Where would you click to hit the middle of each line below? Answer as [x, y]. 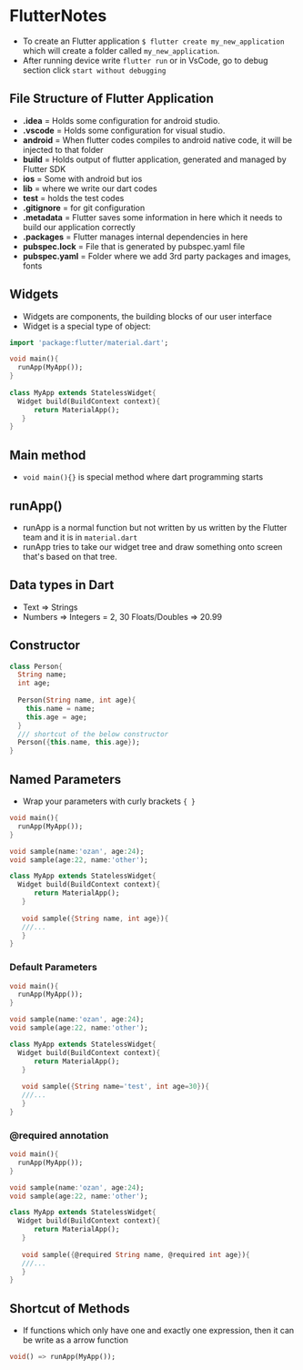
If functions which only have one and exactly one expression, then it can [158, 1331]
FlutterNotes [58, 16]
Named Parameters [66, 779]
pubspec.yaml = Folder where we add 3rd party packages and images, [157, 256]
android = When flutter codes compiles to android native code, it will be [157, 140]
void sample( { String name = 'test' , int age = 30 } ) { [115, 1087]
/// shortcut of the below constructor [93, 734]
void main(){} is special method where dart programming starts [143, 477]
